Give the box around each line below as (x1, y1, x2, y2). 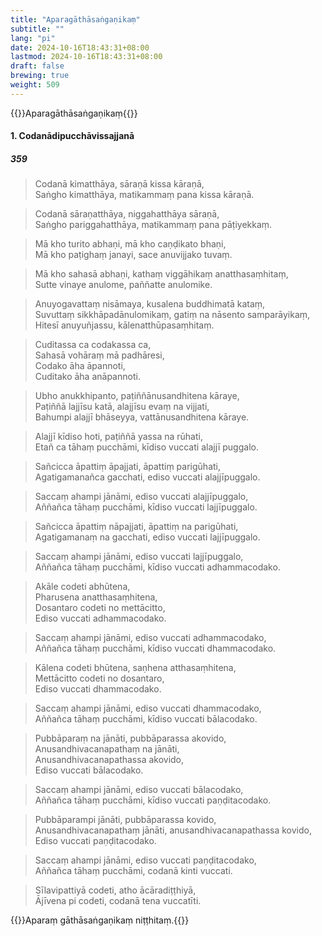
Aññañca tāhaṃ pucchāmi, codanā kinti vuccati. (34, 865, 233, 877)
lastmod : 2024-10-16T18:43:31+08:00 (10, 52, 163, 62)
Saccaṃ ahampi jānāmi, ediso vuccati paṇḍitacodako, (34, 854, 257, 866)
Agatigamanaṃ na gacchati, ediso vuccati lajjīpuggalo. (34, 531, 261, 543)
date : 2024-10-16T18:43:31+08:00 (10, 42, 150, 53)
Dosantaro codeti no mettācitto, (34, 602, 166, 614)
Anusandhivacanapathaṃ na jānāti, (34, 743, 180, 755)
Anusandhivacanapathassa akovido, (34, 754, 185, 766)
